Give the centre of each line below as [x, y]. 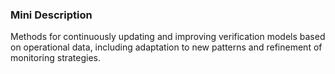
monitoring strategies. [56, 58]
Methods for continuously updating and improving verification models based [168, 37]
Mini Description [51, 15]
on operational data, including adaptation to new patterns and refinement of [166, 47]
